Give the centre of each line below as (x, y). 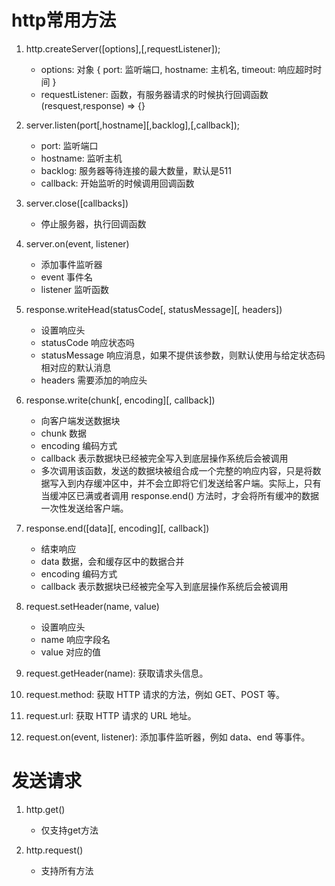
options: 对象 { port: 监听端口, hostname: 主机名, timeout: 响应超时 (177, 69)
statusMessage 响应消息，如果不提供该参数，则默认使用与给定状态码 (183, 355)
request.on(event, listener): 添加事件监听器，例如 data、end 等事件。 (168, 737)
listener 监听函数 (75, 289)
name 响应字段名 (75, 639)
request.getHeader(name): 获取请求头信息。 (117, 673)
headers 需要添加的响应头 (94, 380)
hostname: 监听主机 (81, 158)
